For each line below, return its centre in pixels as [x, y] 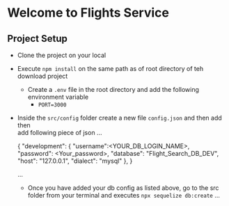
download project [42, 76]
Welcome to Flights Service [88, 13]
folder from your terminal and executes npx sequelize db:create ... [124, 195]
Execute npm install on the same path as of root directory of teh [110, 69]
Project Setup [38, 39]
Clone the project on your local [62, 55]
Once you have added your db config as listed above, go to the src [123, 188]
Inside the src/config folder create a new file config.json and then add [120, 118]
